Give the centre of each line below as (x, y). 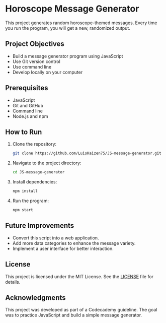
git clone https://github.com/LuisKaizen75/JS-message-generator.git (87, 153)
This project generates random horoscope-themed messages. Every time (81, 23)
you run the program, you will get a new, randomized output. (68, 28)
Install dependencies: (35, 182)
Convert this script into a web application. (56, 238)
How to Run (24, 132)
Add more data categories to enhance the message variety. (74, 243)
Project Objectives (35, 44)
